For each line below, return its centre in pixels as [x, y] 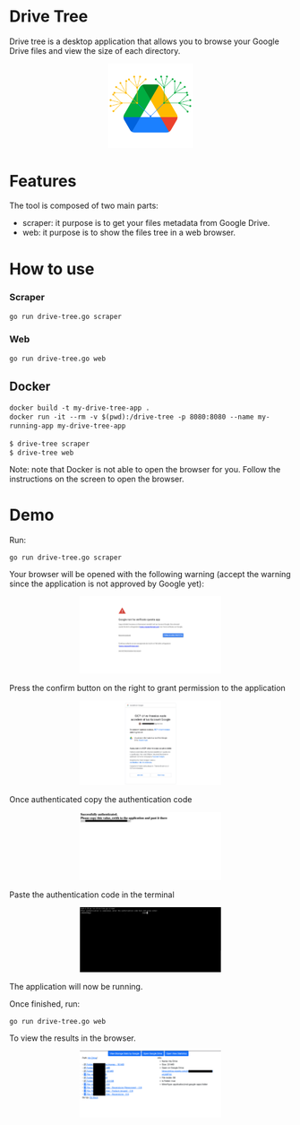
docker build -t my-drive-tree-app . [80, 408]
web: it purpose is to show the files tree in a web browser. [129, 233]
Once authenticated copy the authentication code [101, 799]
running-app [31, 426]
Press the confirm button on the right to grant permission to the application [148, 688]
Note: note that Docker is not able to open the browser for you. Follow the [145, 470]
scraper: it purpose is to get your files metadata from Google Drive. [146, 223]
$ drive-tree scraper [50, 444]
